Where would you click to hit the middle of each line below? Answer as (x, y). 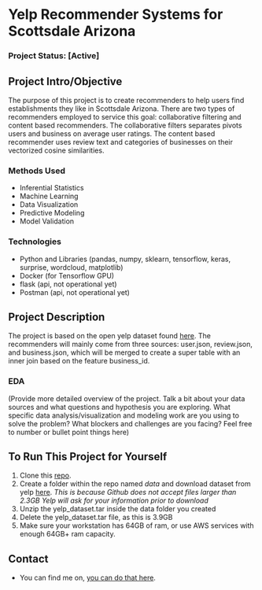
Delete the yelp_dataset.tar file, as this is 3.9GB (96, 518)
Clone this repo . (45, 476)
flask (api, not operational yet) (68, 284)
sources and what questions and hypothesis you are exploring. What (119, 407)
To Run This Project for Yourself (88, 457)
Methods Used (37, 171)
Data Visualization (49, 205)
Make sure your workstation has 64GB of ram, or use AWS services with (137, 525)
